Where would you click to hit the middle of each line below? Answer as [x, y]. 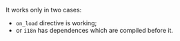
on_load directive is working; [56, 23]
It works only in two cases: [44, 10]
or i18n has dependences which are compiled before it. [94, 30]
